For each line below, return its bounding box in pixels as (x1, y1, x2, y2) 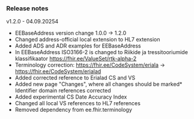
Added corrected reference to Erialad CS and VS (14, 74, 136, 82)
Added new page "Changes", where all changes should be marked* (14, 81, 183, 88)
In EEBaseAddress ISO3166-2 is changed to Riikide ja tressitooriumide (14, 49, 188, 56)
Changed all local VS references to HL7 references (14, 100, 141, 107)
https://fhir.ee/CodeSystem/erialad (14, 68, 102, 75)
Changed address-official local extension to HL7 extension (14, 36, 160, 43)
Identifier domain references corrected (14, 87, 111, 94)
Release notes (6, 4, 49, 13)
